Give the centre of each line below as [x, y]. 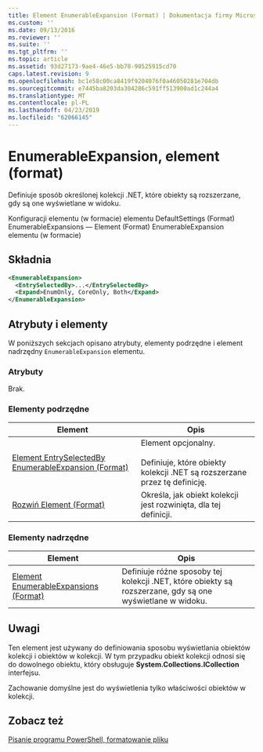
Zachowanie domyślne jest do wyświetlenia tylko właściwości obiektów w [127, 688]
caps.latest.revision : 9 [49, 74]
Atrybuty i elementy [58, 324]
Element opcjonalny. [178, 443]
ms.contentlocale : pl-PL [49, 103]
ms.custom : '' [31, 23]
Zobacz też [36, 721]
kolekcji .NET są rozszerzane [194, 472]
